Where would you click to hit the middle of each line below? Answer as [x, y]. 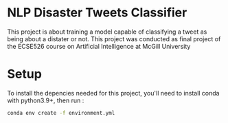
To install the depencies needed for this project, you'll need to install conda [113, 93]
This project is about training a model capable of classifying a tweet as [107, 32]
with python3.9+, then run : [46, 100]
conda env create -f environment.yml [61, 113]
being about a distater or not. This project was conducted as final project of [114, 38]
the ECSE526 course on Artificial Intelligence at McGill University [99, 46]
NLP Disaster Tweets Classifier [97, 13]
